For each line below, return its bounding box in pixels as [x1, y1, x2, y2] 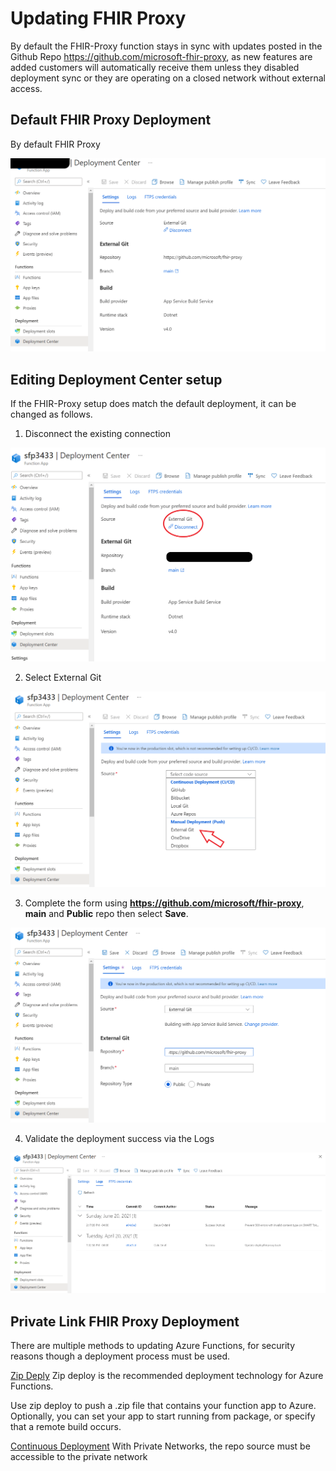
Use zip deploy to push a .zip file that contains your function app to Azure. [10, 1400, 317, 1412]
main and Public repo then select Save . [24, 907, 189, 919]
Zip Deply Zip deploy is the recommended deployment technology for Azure [10, 1370, 324, 1382]
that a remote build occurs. [10, 1421, 122, 1433]
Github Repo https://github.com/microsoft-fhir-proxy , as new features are [10, 50, 313, 62]
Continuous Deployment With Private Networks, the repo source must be [10, 1440, 311, 1452]
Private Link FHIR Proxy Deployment [10, 1313, 240, 1330]
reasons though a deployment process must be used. [10, 1350, 231, 1362]
